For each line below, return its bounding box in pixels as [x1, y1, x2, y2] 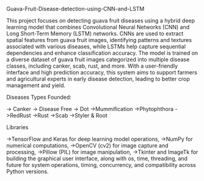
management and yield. [6, 82, 66, 89]
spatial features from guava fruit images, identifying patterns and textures [6, 37, 192, 43]
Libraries [6, 124, 29, 130]
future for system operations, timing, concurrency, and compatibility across [6, 161, 197, 168]
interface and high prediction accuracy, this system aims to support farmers [6, 69, 197, 76]
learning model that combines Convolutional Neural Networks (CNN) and [6, 24, 190, 30]
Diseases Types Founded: [6, 94, 72, 101]
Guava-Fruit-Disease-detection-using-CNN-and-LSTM [6, 5, 145, 12]
